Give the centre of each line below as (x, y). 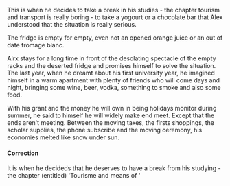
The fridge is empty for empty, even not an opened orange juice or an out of (115, 38)
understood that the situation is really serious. (72, 24)
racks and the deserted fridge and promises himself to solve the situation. (112, 66)
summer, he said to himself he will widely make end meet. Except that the (111, 115)
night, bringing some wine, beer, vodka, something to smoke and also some (114, 88)
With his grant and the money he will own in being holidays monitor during (112, 108)
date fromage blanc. (36, 45)
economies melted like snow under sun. (64, 137)
